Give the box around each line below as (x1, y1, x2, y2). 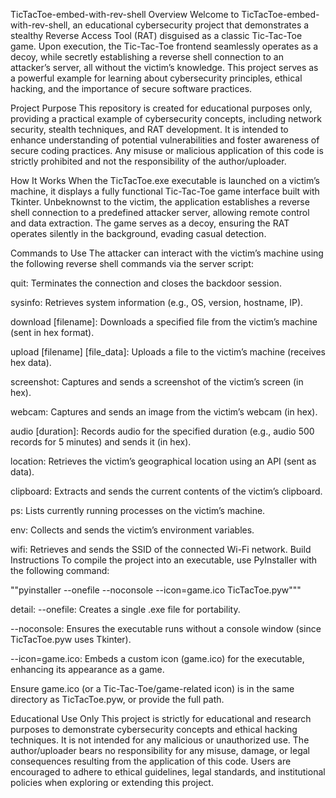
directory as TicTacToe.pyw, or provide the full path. (10, 694, 225, 705)
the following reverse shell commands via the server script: (10, 258, 255, 269)
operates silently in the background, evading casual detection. (10, 228, 267, 239)
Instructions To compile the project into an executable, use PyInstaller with (10, 554, 318, 566)
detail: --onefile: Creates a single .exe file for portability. (10, 604, 241, 615)
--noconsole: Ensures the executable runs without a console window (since (10, 623, 322, 634)
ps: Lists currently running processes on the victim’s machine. (10, 505, 266, 516)
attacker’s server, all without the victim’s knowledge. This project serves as (10, 62, 319, 73)
